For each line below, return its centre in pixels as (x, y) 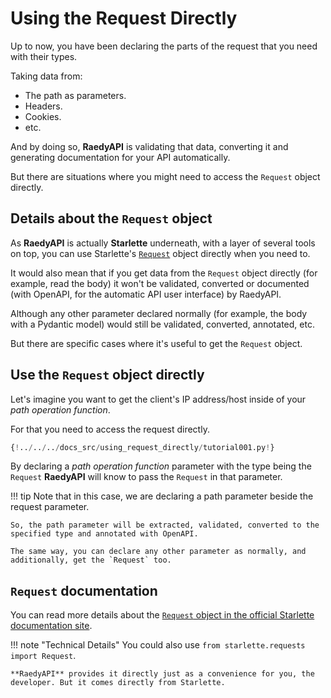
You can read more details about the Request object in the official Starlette (162, 615)
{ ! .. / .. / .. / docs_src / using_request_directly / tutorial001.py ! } (142, 447)
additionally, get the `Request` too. (91, 560)
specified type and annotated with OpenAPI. (104, 534)
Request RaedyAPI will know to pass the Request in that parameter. (146, 477)
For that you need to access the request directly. (110, 429)
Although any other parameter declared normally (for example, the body (159, 313)
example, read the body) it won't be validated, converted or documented (160, 283)
